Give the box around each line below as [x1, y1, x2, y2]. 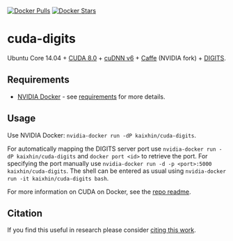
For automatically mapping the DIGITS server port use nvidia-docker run [7, 144, 216, 153]
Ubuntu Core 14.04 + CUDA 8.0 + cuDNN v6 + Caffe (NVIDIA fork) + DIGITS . [7, 53, 226, 62]
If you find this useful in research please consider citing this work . [7, 226, 196, 234]
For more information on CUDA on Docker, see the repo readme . [7, 188, 191, 196]
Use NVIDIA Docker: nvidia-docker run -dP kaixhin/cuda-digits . [7, 131, 197, 139]
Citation [7, 207, 43, 219]
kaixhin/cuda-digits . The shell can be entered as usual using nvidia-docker [7, 167, 226, 175]
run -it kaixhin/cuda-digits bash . [7, 174, 109, 182]
